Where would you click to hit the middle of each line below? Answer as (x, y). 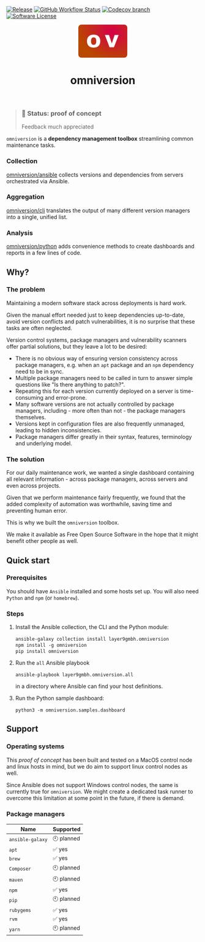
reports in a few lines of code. (44, 253)
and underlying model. (43, 443)
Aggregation (25, 197)
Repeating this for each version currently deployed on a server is (97, 391)
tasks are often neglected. (39, 328)
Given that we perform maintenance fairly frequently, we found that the (96, 497)
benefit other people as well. (42, 541)
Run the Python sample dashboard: (60, 699)
